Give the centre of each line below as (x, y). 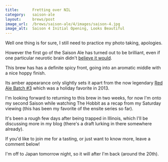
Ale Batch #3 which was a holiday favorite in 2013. (57, 88)
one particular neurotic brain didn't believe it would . (59, 58)
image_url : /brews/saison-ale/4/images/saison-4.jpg (63, 24)
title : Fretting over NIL (38, 10)
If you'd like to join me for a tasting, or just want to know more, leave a (78, 139)
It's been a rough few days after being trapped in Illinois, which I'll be (77, 118)
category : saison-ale (30, 15)
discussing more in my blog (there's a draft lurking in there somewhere (78, 124)
